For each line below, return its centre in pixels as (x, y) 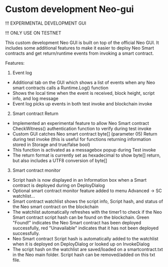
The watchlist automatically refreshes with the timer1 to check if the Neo (87, 212)
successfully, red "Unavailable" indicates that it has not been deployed (86, 228)
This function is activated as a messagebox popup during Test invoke (84, 150)
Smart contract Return (35, 113)
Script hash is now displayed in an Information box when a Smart (79, 180)
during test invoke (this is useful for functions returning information (82, 139)
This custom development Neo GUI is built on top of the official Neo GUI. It (82, 42)
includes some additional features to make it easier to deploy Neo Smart (80, 48)
